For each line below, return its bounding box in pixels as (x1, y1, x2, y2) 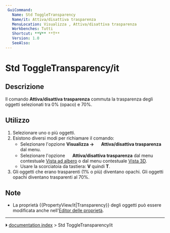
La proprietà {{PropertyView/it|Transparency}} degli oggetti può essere (12, 202, 162, 208)
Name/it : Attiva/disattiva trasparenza (12, 17, 96, 22)
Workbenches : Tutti (12, 26, 53, 31)
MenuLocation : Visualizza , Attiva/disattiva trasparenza (12, 21, 137, 27)
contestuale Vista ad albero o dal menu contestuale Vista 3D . (20, 158, 148, 164)
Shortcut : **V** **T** (12, 31, 60, 36)
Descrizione (5, 82, 45, 91)
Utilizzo (5, 116, 30, 125)
